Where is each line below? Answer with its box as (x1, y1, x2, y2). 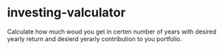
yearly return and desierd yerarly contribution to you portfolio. (7, 34, 183, 42)
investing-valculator (7, 5, 126, 21)
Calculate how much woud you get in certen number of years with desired (7, 27, 217, 36)
